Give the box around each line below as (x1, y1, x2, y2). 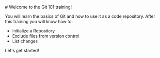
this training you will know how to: (5, 19, 73, 24)
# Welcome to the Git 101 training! (5, 4, 72, 10)
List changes (12, 38, 38, 44)
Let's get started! (5, 48, 40, 53)
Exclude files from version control (12, 33, 80, 39)
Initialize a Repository (12, 28, 55, 33)
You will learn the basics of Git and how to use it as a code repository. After (5, 14, 156, 19)
